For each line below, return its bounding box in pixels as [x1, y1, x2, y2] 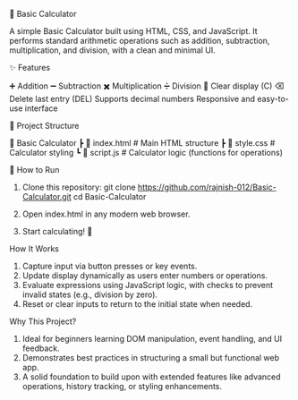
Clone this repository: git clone [21, 182, 136, 192]
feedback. [21, 343, 60, 353]
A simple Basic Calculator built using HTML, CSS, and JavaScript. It [9, 26, 258, 36]
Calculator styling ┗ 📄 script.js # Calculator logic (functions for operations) [9, 148, 284, 157]
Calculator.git [21, 191, 72, 201]
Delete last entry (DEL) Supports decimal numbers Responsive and [9, 94, 255, 104]
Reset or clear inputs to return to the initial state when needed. [21, 299, 253, 309]
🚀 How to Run [9, 165, 60, 174]
